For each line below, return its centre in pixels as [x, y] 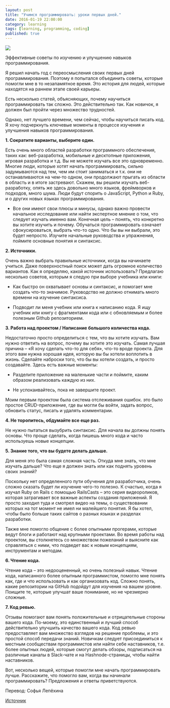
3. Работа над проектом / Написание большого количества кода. [78, 328]
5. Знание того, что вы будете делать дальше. [57, 451]
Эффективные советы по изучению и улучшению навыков [69, 57]
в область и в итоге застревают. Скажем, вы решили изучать [72, 182]
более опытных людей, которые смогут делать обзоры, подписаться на [83, 649]
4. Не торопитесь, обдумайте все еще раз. [53, 420]
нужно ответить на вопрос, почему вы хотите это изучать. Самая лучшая [85, 343]
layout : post [19, 10]
